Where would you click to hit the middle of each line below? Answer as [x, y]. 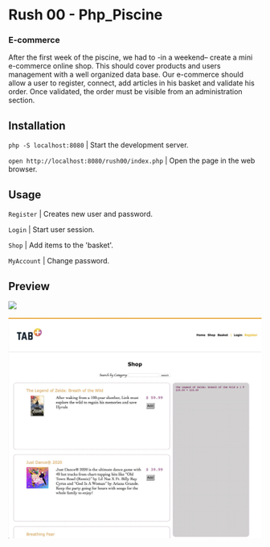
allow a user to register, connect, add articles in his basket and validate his [131, 83]
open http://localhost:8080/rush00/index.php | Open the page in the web [132, 161]
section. [22, 100]
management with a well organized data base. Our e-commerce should [126, 75]
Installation [37, 125]
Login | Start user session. [51, 230]
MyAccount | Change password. [59, 261]
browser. [23, 169]
